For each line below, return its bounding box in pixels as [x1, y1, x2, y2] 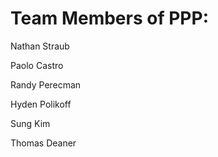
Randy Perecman [10, 78, 82, 91]
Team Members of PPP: [10, 7, 209, 30]
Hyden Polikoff [10, 98, 72, 110]
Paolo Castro [10, 59, 64, 71]
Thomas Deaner [10, 137, 77, 149]
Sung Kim [10, 117, 51, 129]
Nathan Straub [10, 40, 70, 52]
